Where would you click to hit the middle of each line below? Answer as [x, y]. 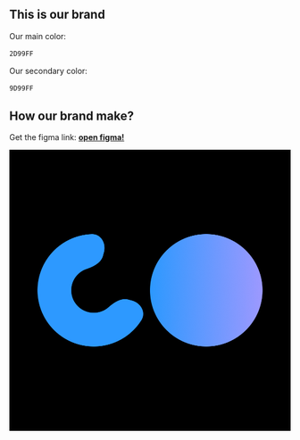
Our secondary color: [48, 71]
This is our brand [57, 15]
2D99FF [21, 54]
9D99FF [21, 88]
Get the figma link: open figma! [67, 137]
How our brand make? [71, 116]
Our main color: [38, 36]
